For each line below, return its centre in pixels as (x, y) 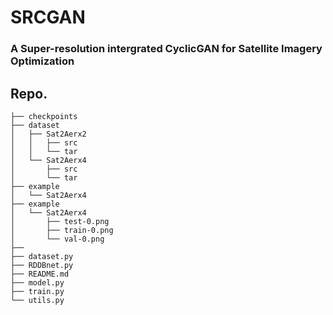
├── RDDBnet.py (42, 265)
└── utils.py (37, 300)
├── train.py (37, 291)
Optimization (42, 61)
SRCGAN (48, 17)
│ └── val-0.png (57, 239)
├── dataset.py (42, 256)
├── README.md (40, 274)
